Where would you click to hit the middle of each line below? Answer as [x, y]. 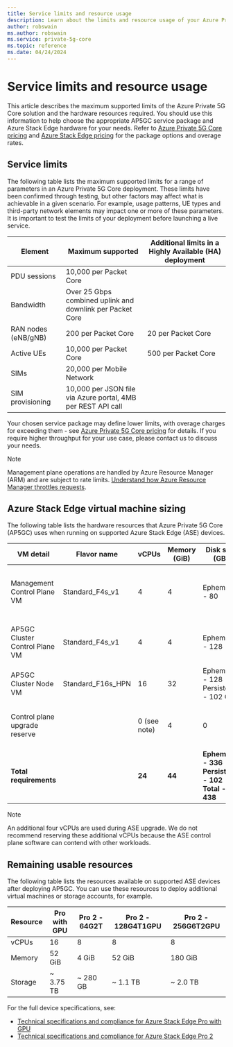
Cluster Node [32, 684]
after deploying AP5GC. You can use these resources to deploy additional [112, 889]
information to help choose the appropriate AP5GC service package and [110, 120]
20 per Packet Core [179, 333]
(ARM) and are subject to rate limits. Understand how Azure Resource [107, 479]
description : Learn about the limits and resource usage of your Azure [113, 20]
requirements [34, 780]
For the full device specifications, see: [62, 1008]
